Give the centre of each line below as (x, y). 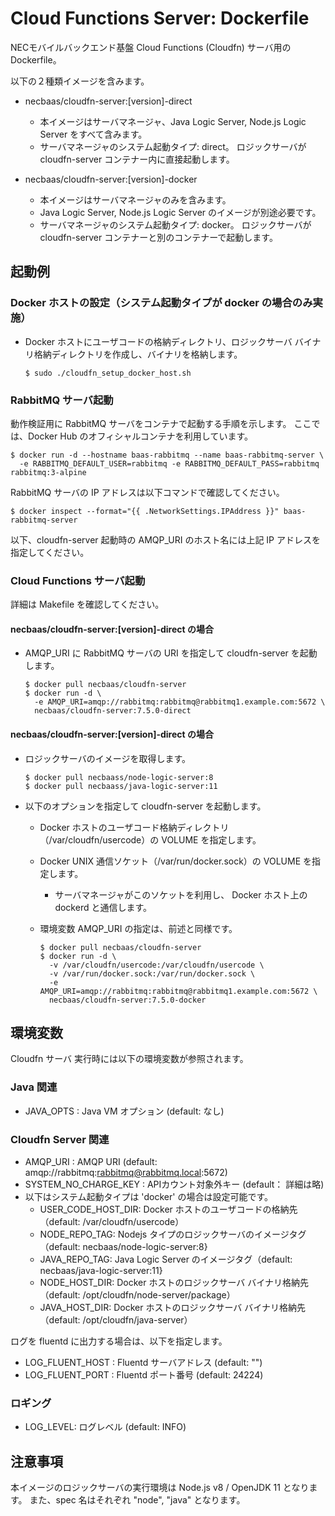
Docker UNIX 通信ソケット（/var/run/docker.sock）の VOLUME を (176, 861)
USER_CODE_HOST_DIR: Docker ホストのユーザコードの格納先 (168, 1209)
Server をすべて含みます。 (93, 134)
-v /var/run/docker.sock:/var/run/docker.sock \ (152, 973)
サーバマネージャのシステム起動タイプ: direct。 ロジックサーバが (173, 146)
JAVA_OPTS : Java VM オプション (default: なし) (124, 1111)
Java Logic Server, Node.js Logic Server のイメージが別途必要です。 (180, 212)
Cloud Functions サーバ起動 (78, 580)
